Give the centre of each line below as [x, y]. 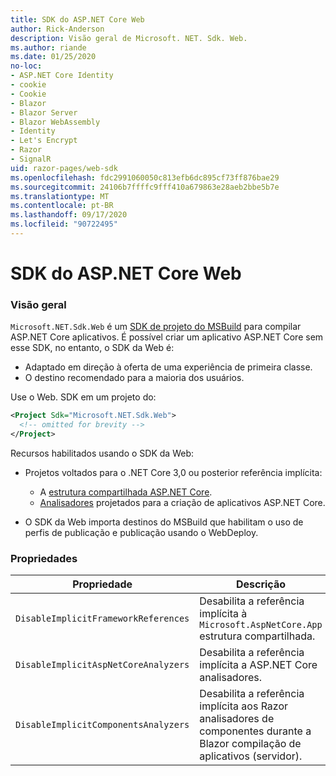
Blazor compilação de [250, 744]
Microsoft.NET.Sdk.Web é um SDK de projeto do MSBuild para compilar [156, 327]
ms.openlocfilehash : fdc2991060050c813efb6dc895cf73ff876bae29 [145, 177]
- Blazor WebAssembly [55, 122]
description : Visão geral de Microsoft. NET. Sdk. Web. [129, 38]
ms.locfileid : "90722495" [64, 224]
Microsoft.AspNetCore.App [261, 625]
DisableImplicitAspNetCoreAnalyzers [102, 665]
